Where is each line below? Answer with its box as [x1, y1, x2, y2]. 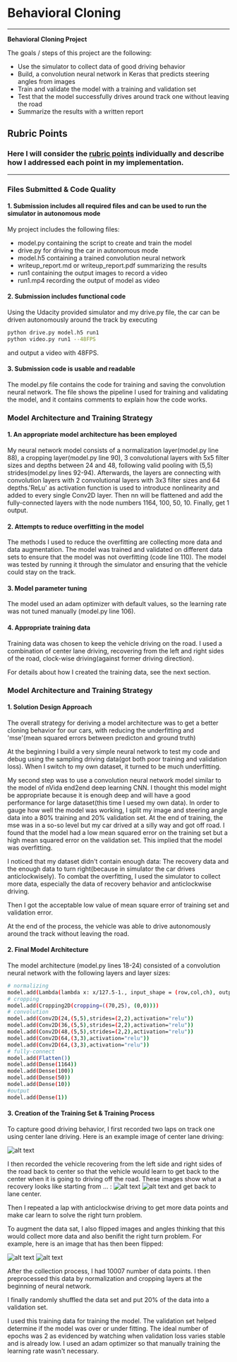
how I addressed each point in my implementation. [7, 157, 184, 167]
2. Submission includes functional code [7, 292, 126, 301]
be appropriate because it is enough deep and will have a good [7, 790, 190, 799]
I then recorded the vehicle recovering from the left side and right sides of [7, 1159, 222, 1168]
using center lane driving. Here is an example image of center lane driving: [7, 1132, 224, 1140]
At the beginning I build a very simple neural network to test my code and [7, 747, 221, 756]
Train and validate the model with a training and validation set [17, 85, 196, 93]
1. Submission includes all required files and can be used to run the [7, 202, 207, 210]
